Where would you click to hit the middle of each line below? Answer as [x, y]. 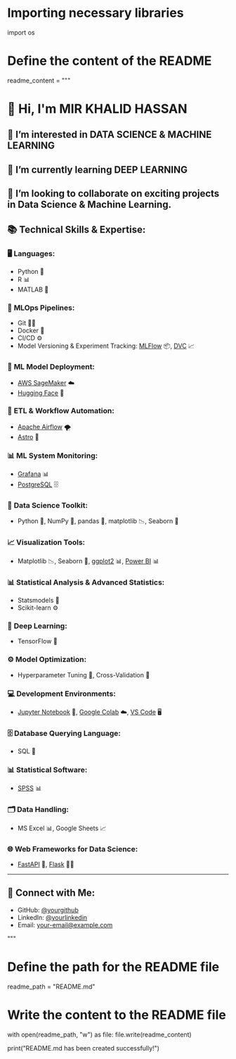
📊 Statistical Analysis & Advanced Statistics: [86, 582]
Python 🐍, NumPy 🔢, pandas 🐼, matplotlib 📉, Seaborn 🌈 [98, 521]
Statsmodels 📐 [38, 600]
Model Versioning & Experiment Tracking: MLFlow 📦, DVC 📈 [106, 346]
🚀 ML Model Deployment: [51, 367]
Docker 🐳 [31, 331]
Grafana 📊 [33, 474]
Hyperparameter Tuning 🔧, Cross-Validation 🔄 [84, 675]
